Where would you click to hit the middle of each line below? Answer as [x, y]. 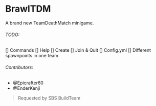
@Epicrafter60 [28, 83]
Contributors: [19, 67]
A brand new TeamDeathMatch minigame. [50, 23]
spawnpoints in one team [32, 56]
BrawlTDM [28, 9]
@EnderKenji [26, 88]
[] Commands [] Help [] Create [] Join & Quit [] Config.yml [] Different [78, 50]
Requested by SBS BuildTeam [49, 98]
